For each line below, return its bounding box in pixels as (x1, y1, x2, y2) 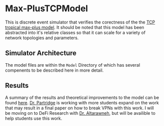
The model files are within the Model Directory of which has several (5, 62, 140, 68)
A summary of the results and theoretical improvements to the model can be (5, 94, 160, 101)
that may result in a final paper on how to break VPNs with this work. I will (5, 105, 154, 111)
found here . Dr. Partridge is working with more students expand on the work (5, 100, 159, 105)
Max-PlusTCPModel (5, 3, 88, 14)
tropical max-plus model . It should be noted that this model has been (5, 24, 144, 30)
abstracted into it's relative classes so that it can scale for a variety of (5, 29, 146, 35)
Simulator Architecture (5, 49, 77, 57)
